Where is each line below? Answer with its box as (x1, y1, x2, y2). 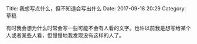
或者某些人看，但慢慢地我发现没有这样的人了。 (11, 32, 124, 39)
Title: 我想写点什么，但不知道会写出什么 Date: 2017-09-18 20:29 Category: (6, 5, 186, 12)
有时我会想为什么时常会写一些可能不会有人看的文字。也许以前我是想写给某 (6, 25, 186, 31)
